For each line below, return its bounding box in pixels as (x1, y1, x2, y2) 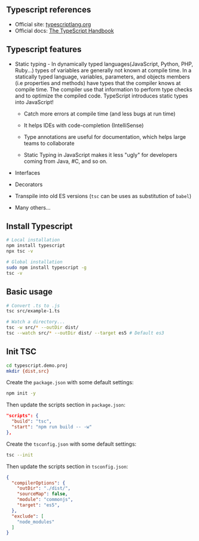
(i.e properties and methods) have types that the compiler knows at (14, 79, 181, 86)
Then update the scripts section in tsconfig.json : (6, 463, 128, 470)
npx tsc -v (6, 248, 33, 254)
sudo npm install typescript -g (6, 265, 87, 270)
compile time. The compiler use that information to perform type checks (14, 86, 192, 93)
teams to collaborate (23, 139, 75, 147)
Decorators (14, 181, 43, 188)
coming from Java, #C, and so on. (23, 157, 108, 165)
